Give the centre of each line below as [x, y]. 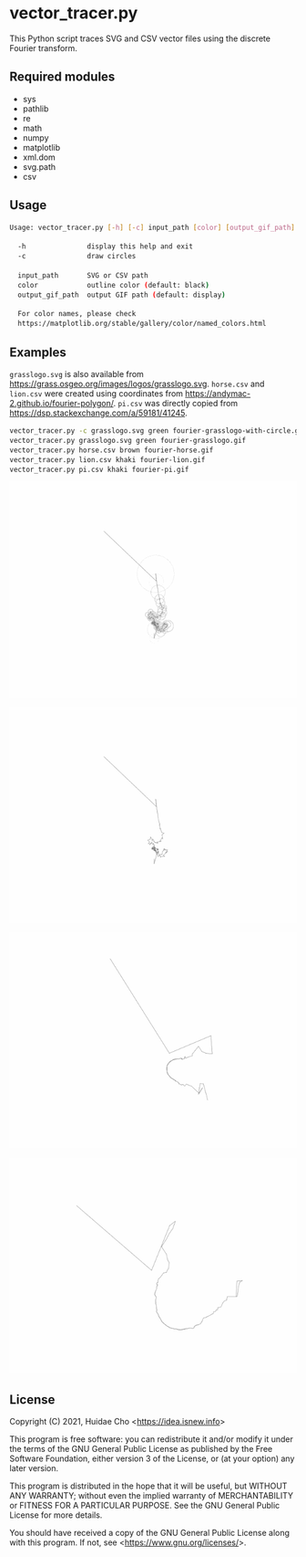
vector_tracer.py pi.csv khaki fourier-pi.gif [99, 469]
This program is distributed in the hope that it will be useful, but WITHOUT [148, 1486]
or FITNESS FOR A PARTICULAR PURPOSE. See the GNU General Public [145, 1506]
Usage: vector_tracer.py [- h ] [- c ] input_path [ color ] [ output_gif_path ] [153, 227]
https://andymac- [218, 394]
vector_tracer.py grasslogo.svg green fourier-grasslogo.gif [128, 440]
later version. [34, 1468]
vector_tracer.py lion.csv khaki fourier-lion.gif [107, 459]
